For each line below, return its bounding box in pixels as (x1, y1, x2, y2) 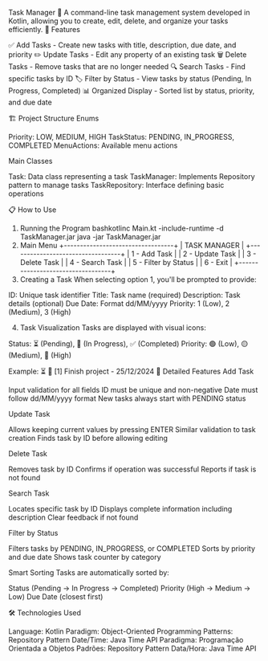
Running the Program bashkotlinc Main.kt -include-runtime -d (19, 223, 225, 233)
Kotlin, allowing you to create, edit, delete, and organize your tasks (8, 16, 229, 26)
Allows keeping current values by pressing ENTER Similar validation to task (8, 425, 256, 434)
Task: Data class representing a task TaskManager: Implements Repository (8, 172, 255, 181)
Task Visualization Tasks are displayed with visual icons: (19, 323, 206, 333)
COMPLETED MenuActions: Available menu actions (8, 141, 178, 150)
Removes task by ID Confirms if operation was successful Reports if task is (8, 464, 257, 474)
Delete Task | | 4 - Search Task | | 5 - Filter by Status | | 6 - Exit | (19, 258, 233, 267)
